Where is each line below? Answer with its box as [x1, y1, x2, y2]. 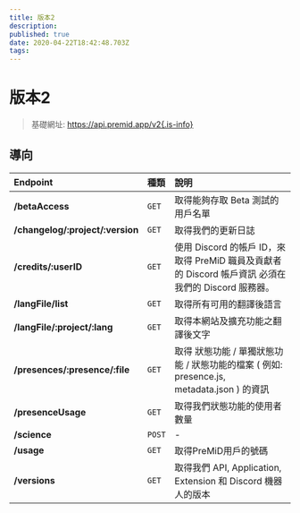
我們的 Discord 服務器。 [174, 281, 275, 294]
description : [9, 21, 58, 30]
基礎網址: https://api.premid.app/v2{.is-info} [30, 119, 194, 130]
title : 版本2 [9, 13, 55, 22]
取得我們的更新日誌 [174, 224, 256, 236]
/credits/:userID [13, 261, 83, 273]
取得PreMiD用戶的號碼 [174, 444, 269, 457]
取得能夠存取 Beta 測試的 [174, 193, 279, 206]
